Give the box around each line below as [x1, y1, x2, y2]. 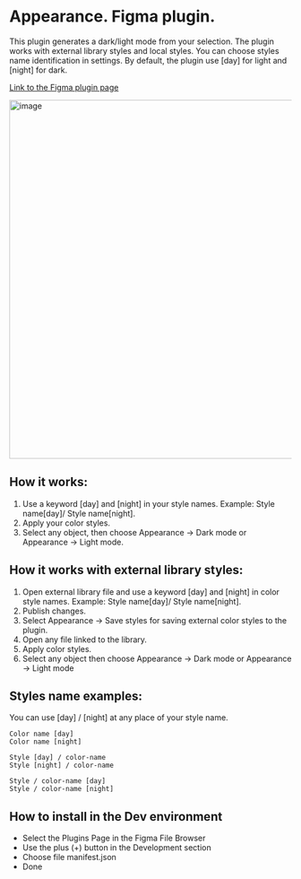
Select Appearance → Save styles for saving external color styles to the [21, 614, 288, 625]
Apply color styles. [21, 643, 92, 654]
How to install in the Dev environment [9, 809, 223, 824]
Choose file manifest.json [21, 852, 116, 863]
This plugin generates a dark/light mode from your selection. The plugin [9, 36, 275, 47]
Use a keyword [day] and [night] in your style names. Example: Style [21, 498, 276, 509]
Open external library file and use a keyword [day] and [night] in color [21, 586, 280, 597]
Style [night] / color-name [9, 761, 115, 770]
